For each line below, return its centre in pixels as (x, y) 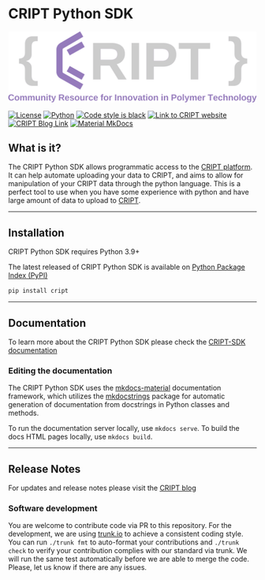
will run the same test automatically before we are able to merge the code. (129, 559)
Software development (53, 508)
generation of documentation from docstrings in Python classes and (119, 405)
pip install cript (38, 291)
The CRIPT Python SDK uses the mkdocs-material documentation (115, 388)
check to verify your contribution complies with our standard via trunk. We (128, 551)
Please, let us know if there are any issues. (78, 567)
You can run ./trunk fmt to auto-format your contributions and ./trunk (124, 542)
